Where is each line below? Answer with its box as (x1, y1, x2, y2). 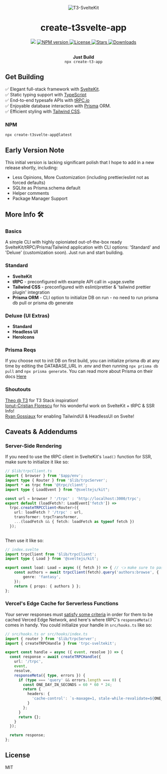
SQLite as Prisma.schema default (12, 184, 81, 191)
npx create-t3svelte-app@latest (5, 132, 72, 138)
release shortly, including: (5, 165, 58, 171)
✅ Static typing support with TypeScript (5, 91, 87, 97)
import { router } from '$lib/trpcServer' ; (5, 636, 97, 641)
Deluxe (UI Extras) (5, 312, 50, 319)
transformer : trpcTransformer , (14, 515, 79, 519)
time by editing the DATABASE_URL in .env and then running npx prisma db (5, 363, 159, 369)
